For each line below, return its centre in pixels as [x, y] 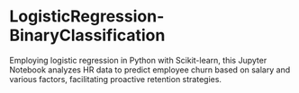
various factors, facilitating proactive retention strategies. [116, 79]
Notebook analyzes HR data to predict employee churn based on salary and [150, 70]
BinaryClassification [87, 35]
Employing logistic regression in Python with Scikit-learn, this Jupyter [138, 60]
